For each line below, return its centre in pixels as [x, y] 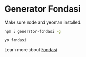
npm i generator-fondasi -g [33, 31]
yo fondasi [15, 40]
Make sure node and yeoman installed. [43, 22]
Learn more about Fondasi [31, 49]
